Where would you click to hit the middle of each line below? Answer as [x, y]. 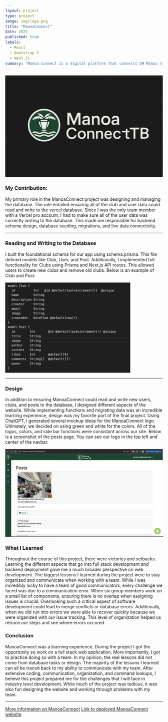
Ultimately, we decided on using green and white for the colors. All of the [80, 426]
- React [18, 48]
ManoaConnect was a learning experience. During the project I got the [78, 646]
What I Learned [24, 548]
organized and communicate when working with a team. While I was [75, 580]
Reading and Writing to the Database [51, 243]
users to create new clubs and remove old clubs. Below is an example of [80, 270]
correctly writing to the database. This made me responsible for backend [80, 220]
